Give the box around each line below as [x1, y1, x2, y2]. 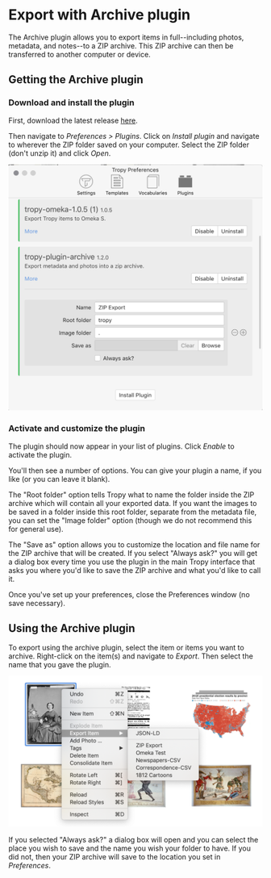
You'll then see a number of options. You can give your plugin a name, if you [8, 466, 262, 475]
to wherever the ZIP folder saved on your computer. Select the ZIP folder [8, 140, 250, 149]
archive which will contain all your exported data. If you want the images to [8, 498, 257, 508]
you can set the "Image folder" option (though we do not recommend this [8, 515, 252, 525]
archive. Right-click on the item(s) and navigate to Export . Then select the [8, 651, 254, 661]
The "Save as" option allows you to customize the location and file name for [8, 539, 261, 550]
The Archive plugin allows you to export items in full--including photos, [8, 32, 244, 42]
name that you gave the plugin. [8, 660, 111, 670]
